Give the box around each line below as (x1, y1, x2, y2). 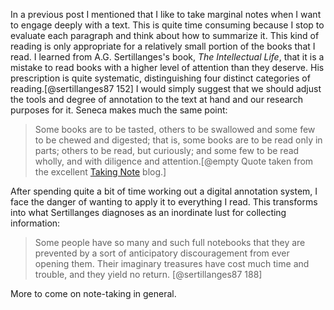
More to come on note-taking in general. (10, 288, 177, 299)
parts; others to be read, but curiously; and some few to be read (34, 145, 300, 156)
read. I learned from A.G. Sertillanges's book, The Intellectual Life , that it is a (10, 51, 325, 63)
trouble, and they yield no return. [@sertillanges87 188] (34, 269, 263, 280)
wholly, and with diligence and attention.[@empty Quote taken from (34, 155, 314, 167)
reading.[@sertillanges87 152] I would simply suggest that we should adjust (10, 83, 322, 94)
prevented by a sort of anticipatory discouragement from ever (34, 247, 290, 259)
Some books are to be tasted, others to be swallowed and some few (34, 124, 316, 135)
